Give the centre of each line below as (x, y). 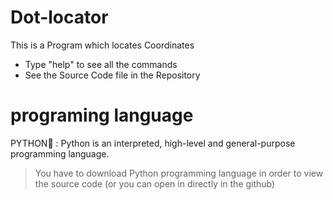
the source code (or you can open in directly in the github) (155, 183)
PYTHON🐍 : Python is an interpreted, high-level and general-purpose (153, 143)
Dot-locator (59, 17)
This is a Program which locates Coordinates (102, 45)
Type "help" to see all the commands (101, 64)
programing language (102, 115)
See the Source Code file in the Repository (112, 75)
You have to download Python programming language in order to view (179, 173)
